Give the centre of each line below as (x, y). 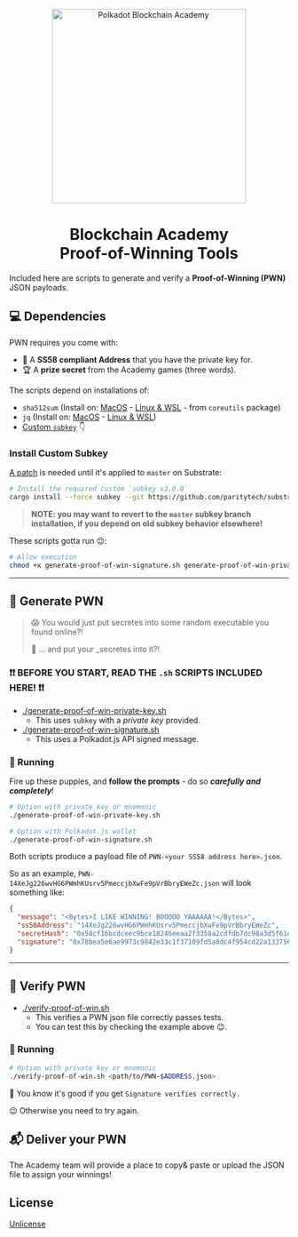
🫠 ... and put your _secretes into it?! (95, 650)
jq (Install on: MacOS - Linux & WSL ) (89, 417)
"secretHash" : (43, 934)
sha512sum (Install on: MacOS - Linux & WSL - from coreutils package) (151, 407)
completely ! (32, 790)
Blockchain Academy (149, 235)
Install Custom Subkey (59, 453)
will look (236, 883)
